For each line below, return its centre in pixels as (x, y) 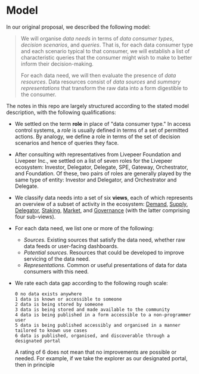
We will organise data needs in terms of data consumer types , (97, 38)
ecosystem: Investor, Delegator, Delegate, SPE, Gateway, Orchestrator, (102, 167)
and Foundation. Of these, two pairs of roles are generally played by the (103, 173)
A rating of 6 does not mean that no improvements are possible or (96, 352)
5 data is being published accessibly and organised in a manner (97, 325)
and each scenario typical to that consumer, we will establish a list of (105, 51)
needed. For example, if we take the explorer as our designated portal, (101, 358)
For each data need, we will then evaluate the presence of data (98, 75)
